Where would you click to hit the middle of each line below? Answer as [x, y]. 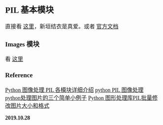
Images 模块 [22, 44]
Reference [19, 75]
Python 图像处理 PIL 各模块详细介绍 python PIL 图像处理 [74, 90]
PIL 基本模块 [29, 10]
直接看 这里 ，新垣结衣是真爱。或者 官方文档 [62, 27]
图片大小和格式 [30, 106]
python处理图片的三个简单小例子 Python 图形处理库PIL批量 [79, 98]
